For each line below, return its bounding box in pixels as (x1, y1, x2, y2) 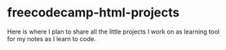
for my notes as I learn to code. (7, 34, 96, 42)
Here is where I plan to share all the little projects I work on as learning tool (7, 27, 220, 36)
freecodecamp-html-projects (7, 5, 180, 21)
